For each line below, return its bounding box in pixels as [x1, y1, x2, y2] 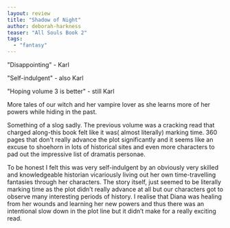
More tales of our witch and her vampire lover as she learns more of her [7, 101, 211, 108]
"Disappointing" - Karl [7, 61, 70, 68]
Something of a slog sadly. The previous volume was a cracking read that [7, 121, 215, 129]
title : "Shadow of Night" [7, 16, 81, 23]
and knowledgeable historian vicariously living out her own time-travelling [7, 170, 216, 179]
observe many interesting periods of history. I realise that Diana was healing [7, 192, 222, 201]
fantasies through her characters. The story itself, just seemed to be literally [7, 178, 222, 186]
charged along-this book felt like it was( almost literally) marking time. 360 [7, 128, 218, 136]
